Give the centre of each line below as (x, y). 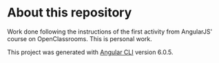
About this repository (70, 13)
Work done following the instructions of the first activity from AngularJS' (110, 32)
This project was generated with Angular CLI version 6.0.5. (90, 52)
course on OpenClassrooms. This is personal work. (80, 38)
